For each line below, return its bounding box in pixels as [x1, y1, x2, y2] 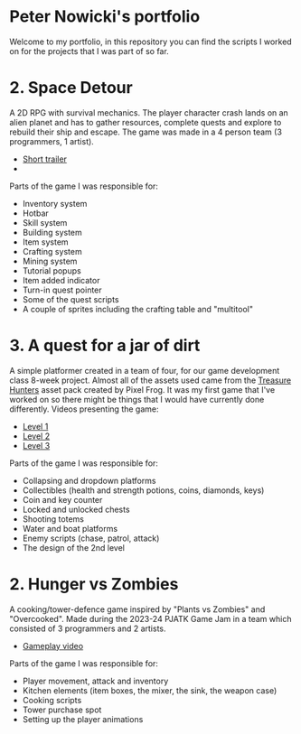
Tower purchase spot [22, 704, 102, 715]
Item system [22, 237, 70, 247]
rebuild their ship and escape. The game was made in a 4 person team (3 [9, 126, 283, 137]
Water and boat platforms [22, 523, 118, 534]
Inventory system [22, 198, 88, 209]
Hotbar [22, 208, 50, 218]
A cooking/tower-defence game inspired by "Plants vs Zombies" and [9, 603, 266, 615]
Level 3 [22, 440, 51, 451]
